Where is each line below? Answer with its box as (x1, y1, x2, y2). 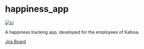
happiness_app (5, 3, 69, 15)
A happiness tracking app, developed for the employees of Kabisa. (5, 29, 140, 35)
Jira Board (5, 38, 26, 45)
